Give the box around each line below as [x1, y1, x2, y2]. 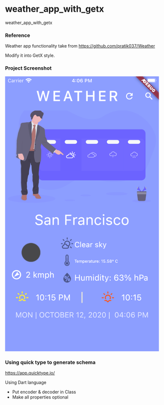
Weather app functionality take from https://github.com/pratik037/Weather [5, 43, 155, 49]
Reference [5, 32, 30, 39]
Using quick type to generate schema [5, 359, 96, 366]
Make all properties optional [12, 394, 68, 400]
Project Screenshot [5, 65, 52, 72]
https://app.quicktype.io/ [5, 370, 55, 376]
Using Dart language [5, 380, 46, 385]
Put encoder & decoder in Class [12, 389, 77, 395]
